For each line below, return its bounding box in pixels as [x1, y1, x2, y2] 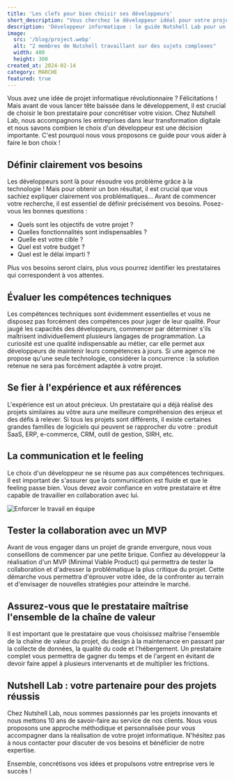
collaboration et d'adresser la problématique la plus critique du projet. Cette [7, 566, 225, 574]
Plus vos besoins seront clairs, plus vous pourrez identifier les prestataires [7, 264, 221, 272]
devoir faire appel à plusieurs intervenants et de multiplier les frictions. [7, 660, 210, 668]
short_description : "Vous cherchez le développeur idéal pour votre [7, 17, 210, 24]
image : [7, 29, 26, 37]
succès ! [7, 767, 32, 775]
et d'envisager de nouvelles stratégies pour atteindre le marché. [7, 580, 191, 589]
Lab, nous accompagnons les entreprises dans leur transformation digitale [7, 116, 221, 125]
